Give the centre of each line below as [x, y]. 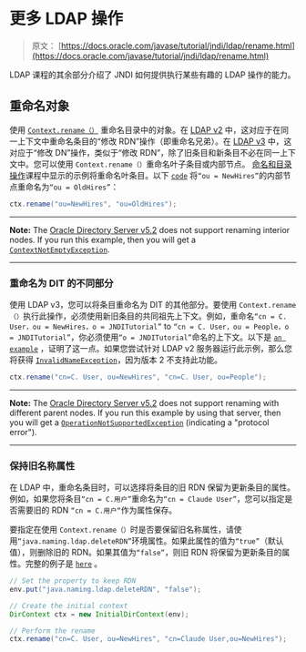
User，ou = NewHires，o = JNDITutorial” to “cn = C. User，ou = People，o [149, 326]
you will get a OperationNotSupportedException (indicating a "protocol [139, 422]
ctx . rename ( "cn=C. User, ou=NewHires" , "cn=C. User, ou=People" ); [138, 377]
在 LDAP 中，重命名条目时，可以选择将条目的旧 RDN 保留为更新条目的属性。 [153, 487]
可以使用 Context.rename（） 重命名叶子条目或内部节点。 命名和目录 [166, 164]
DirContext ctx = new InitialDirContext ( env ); [99, 614]
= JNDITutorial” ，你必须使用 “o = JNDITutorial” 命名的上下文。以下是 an [146, 337]
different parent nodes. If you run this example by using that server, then [145, 413]
